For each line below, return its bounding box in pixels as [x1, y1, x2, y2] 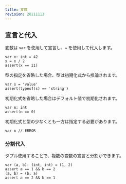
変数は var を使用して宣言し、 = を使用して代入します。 [5, 45, 115, 51]
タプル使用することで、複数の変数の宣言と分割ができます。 [5, 152, 124, 159]
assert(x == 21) [5, 63, 38, 68]
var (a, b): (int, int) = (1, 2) [5, 162, 73, 167]
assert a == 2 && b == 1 [5, 175, 55, 180]
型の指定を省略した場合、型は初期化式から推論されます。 [5, 72, 120, 78]
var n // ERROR [5, 128, 36, 133]
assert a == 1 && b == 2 [5, 166, 55, 171]
